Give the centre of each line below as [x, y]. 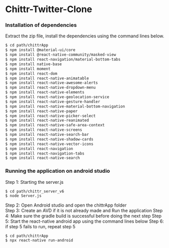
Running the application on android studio [58, 171]
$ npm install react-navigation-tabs [45, 153]
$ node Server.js [23, 195]
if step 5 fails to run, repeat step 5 [40, 226]
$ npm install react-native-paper [42, 111]
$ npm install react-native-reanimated [47, 120]
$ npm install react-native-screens [44, 130]
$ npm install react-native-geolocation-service [57, 97]
